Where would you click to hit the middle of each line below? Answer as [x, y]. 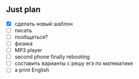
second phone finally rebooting [52, 57]
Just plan [23, 10]
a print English [32, 70]
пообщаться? [31, 37]
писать [23, 30]
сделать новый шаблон [44, 23]
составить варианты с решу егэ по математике [74, 63]
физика [24, 44]
